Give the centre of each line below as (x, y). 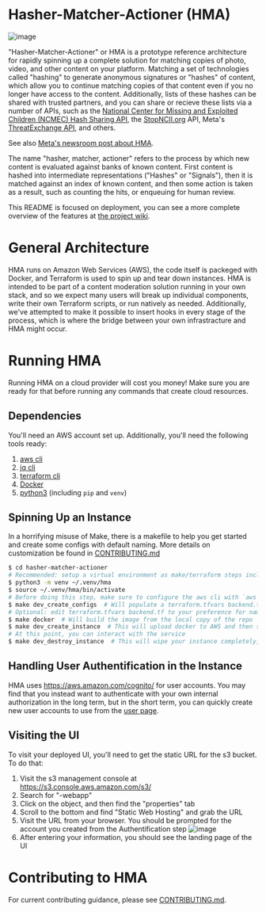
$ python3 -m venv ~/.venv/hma (60, 583)
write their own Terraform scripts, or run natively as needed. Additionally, (127, 303)
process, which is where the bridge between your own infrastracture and (127, 320)
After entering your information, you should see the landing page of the (136, 837)
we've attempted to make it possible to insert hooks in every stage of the (127, 311)
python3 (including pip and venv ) (73, 492)
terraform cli (40, 475)
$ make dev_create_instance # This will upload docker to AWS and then (131, 627)
